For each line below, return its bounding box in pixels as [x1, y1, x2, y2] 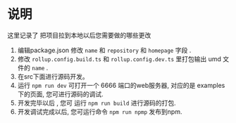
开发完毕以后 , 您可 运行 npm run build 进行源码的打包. [17, 98, 176, 107]
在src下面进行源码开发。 [17, 72, 89, 81]
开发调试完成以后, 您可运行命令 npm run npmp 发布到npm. [17, 107, 182, 116]
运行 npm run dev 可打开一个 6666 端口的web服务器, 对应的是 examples [17, 81, 225, 89]
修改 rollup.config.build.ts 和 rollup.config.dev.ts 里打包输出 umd [17, 54, 222, 63]
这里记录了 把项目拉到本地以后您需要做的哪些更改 [7, 31, 151, 39]
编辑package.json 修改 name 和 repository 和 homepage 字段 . [17, 46, 192, 54]
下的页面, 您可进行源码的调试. [17, 89, 104, 98]
